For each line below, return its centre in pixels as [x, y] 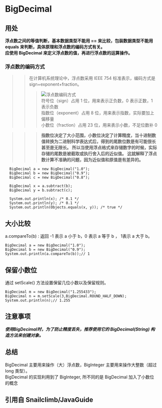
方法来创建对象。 [26, 335]
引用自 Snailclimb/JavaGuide [49, 399]
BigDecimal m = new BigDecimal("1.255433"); [51, 292]
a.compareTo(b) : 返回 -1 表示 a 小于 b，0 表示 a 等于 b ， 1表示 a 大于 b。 [79, 236]
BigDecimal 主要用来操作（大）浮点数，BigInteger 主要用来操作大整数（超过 [81, 365]
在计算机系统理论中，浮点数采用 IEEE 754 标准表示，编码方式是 [92, 78]
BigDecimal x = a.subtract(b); [41, 186]
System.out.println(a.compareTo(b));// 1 [48, 254]
